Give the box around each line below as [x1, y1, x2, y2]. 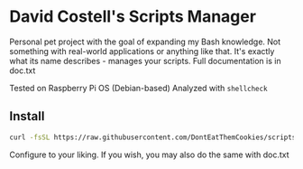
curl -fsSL [9, 133, 50, 142]
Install [9, 108, 45, 124]
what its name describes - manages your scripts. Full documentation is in [9, 55, 281, 66]
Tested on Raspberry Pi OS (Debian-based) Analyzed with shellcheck [9, 82, 268, 93]
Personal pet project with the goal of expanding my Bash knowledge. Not [9, 36, 281, 47]
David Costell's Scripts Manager [9, 6, 257, 27]
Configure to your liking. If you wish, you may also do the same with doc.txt [9, 149, 290, 160]
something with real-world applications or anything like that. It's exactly [9, 45, 275, 56]
